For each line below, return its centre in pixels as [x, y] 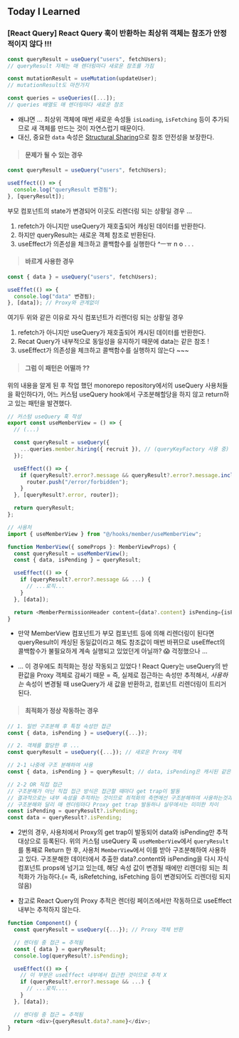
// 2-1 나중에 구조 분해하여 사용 [50, 765]
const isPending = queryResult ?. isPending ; [73, 811]
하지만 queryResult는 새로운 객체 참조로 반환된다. [86, 235]
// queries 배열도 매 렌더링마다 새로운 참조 [65, 105]
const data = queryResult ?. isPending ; [65, 818]
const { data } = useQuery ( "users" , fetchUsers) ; [83, 277]
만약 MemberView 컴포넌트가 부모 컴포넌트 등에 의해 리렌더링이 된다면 [116, 634]
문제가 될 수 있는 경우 [54, 154]
